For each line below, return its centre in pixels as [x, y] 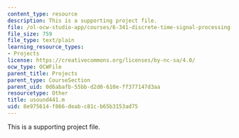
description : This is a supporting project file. [83, 21]
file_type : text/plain [41, 41]
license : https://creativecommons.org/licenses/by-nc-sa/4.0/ [101, 60]
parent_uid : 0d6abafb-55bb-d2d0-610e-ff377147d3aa [84, 87]
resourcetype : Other [38, 93]
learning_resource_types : [46, 47]
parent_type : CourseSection [49, 80]
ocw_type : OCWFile [34, 67]
